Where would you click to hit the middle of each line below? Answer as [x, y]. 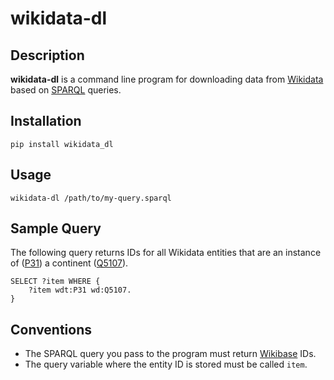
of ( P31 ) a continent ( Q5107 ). [69, 263]
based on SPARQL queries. [66, 90]
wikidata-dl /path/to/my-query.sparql [91, 198]
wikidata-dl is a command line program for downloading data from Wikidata [167, 79]
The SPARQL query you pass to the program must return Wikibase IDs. [170, 354]
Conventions [51, 329]
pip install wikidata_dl [62, 144]
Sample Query [56, 228]
